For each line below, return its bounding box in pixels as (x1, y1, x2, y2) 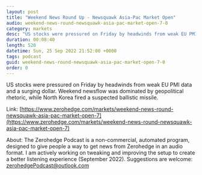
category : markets (6, 25, 52, 32)
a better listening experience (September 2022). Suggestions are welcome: (6, 156, 193, 163)
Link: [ (6, 106, 22, 113)
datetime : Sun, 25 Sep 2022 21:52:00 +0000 (6, 48, 117, 54)
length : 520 (6, 43, 36, 49)
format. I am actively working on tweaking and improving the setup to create (6, 149, 195, 156)
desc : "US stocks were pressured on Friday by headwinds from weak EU (6, 31, 187, 37)
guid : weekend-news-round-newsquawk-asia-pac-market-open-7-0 (6, 59, 165, 65)
